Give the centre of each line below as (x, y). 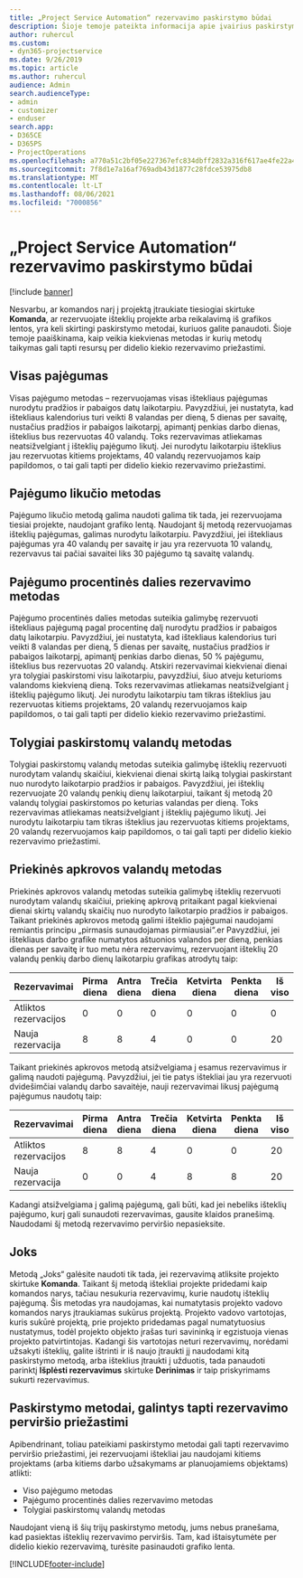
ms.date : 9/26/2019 (46, 60)
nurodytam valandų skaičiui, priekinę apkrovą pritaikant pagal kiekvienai (143, 901)
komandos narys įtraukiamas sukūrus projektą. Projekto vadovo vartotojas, (148, 1312)
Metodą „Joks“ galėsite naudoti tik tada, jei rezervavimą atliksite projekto (144, 1274)
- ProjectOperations (48, 152)
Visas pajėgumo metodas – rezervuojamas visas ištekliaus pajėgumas (139, 398)
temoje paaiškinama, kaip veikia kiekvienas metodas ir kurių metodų (136, 338)
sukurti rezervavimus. (50, 1379)
